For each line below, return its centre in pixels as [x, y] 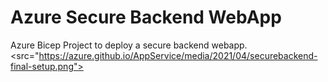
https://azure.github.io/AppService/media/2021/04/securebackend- [178, 55]
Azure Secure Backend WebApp [146, 17]
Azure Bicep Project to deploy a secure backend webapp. [129, 45]
